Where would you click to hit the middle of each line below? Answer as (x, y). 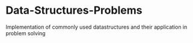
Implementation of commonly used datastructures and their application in (96, 27)
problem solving (26, 33)
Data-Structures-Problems (74, 10)
